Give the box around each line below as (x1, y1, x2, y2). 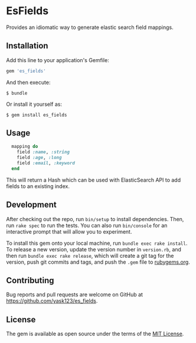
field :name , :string (17, 149, 70, 155)
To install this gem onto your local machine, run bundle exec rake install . (6, 240, 188, 247)
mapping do (11, 144, 38, 150)
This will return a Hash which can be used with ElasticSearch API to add (6, 176, 181, 183)
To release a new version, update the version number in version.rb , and (6, 245, 182, 253)
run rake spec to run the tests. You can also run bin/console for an (6, 222, 168, 229)
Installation (6, 41, 48, 51)
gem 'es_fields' (6, 68, 46, 74)
